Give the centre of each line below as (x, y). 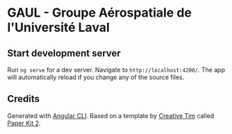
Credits (24, 99)
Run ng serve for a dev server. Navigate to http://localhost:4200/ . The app (116, 70)
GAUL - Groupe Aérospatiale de (100, 13)
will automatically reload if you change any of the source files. (96, 77)
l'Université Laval (58, 27)
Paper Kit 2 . (24, 123)
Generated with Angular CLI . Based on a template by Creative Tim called (111, 115)
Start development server (64, 53)
